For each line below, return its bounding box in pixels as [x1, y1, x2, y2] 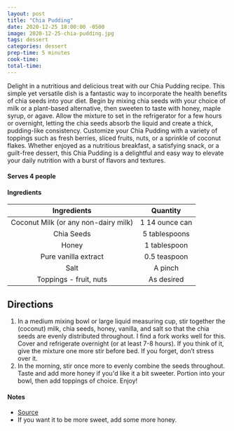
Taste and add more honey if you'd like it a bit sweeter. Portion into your [17, 369, 226, 378]
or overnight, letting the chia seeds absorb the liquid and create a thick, [7, 118, 214, 127]
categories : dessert [7, 43, 68, 50]
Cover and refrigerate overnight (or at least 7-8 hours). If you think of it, [17, 339, 224, 348]
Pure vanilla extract [40, 252, 104, 261]
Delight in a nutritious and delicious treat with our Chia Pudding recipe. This [7, 81, 226, 90]
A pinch [153, 264, 179, 273]
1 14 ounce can [139, 218, 193, 228]
